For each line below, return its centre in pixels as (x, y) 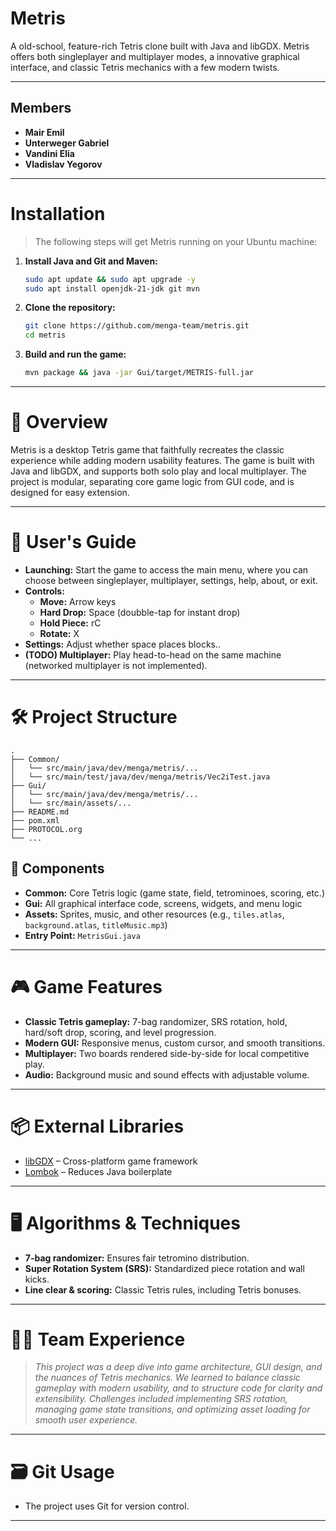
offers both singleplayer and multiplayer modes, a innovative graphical (155, 56)
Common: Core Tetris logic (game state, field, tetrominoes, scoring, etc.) (175, 893)
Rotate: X (59, 633)
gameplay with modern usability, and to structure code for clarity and (178, 1388)
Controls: (44, 591)
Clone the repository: (70, 308)
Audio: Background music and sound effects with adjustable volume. (167, 1074)
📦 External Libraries (97, 1126)
